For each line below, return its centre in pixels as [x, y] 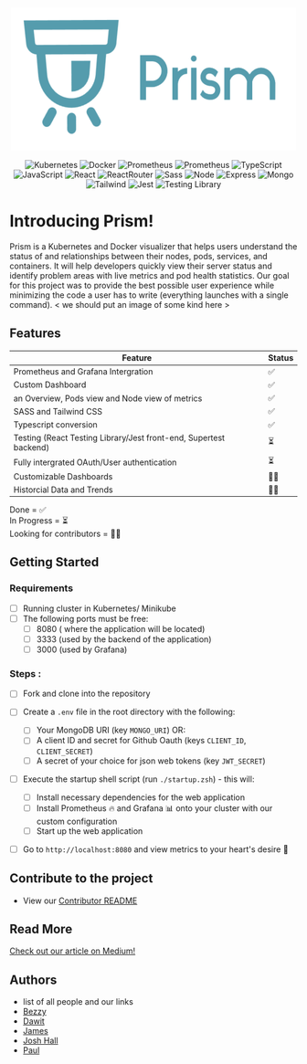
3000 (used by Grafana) [82, 649]
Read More [41, 929]
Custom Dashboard [50, 385]
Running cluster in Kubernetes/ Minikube [99, 608]
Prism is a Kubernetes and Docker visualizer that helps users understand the [153, 246]
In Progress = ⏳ [39, 521]
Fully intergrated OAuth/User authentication [95, 462]
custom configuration [77, 821]
